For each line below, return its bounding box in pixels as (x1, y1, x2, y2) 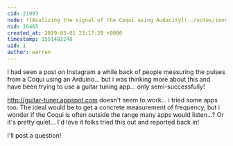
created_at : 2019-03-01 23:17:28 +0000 (7, 29, 123, 37)
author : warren (7, 49, 51, 56)
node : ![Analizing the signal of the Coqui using (7, 17, 154, 24)
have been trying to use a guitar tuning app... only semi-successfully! (7, 82, 205, 91)
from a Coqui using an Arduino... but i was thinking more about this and (7, 75, 211, 83)
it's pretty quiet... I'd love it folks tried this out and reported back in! (7, 118, 200, 126)
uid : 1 (7, 42, 26, 49)
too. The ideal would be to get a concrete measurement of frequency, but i (7, 103, 221, 111)
